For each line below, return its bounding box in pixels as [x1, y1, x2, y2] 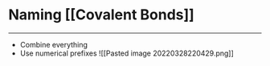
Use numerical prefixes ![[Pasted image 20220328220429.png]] [19, 48, 235, 58]
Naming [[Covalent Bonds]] [8, 6, 194, 24]
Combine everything [19, 39, 88, 49]
